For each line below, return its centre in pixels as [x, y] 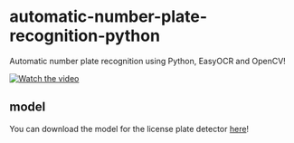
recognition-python [85, 36]
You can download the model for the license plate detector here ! [129, 129]
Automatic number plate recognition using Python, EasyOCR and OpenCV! [148, 61]
